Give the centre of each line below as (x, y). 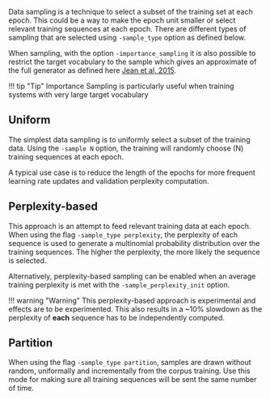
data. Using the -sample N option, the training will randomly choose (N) (126, 148)
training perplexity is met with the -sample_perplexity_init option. (119, 284)
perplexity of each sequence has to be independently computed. (116, 317)
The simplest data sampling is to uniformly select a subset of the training (129, 139)
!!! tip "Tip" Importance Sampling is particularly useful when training (121, 86)
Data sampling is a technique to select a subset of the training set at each (131, 12)
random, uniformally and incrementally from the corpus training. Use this (129, 371)
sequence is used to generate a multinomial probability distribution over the (134, 243)
